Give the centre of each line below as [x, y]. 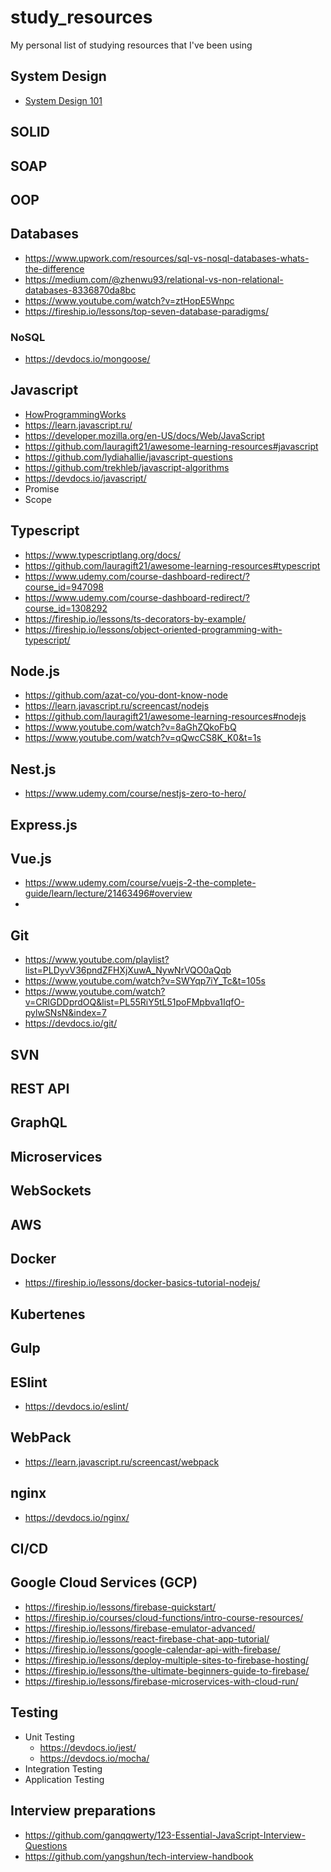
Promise [42, 488]
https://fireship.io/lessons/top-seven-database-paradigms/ [147, 311]
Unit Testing [49, 1737]
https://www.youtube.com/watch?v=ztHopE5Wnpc [129, 300]
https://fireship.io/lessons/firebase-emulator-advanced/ [140, 1628]
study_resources [81, 17]
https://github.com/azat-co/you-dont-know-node [126, 695]
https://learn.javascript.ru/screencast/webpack [122, 1462]
